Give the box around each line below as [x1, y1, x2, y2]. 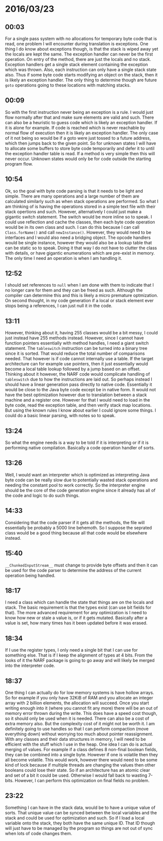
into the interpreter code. [5, 663, 55, 669]
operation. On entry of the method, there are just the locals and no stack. [5, 56, 151, 62]
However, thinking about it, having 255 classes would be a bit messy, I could [5, 330, 158, 336]
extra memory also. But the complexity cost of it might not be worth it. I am [5, 720, 155, 726]
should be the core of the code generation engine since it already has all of [5, 487, 156, 493]
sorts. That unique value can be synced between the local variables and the [5, 809, 157, 816]
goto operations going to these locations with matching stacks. [5, 82, 131, 88]
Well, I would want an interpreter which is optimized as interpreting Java [5, 472, 150, 477]
